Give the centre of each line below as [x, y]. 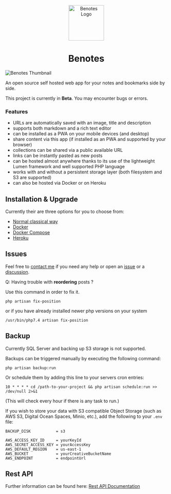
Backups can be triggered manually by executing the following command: [83, 358]
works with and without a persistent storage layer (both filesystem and [87, 172]
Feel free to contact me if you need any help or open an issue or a [75, 266]
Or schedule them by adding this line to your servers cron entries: [75, 377]
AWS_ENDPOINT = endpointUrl [46, 458]
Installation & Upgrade [42, 199]
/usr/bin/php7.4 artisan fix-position [47, 320]
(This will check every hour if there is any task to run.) [62, 401]
